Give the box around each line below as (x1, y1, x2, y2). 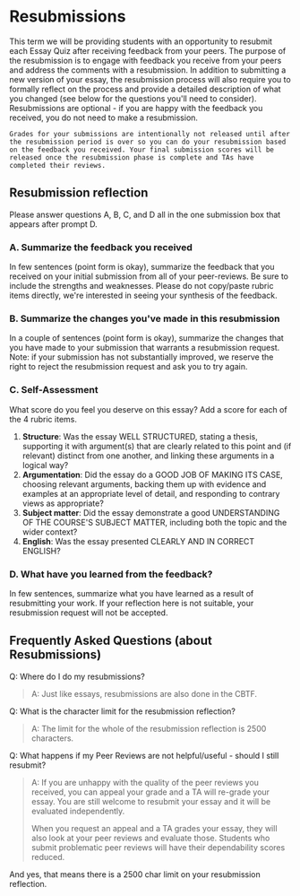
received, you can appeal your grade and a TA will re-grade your (30, 787, 270, 797)
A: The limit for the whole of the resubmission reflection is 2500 (30, 723, 267, 734)
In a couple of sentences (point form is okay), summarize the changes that (9, 333, 284, 344)
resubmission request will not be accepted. (9, 607, 168, 618)
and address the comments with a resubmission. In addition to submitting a (9, 65, 287, 75)
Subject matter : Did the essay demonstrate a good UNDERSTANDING (21, 507, 280, 518)
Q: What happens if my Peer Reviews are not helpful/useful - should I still (9, 750, 279, 761)
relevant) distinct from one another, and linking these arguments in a (21, 450, 275, 461)
